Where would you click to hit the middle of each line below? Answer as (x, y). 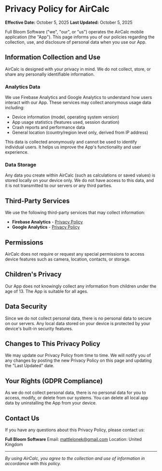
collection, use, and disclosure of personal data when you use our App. (76, 42)
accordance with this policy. (33, 464)
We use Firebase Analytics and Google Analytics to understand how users (79, 97)
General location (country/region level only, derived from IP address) (80, 132)
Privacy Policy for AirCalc (57, 9)
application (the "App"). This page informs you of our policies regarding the (80, 37)
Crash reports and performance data (48, 128)
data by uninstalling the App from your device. (51, 403)
